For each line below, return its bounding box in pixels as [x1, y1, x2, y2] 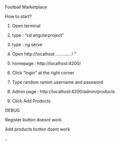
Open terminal [12, 23, 41, 29]
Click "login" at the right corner [12, 70, 75, 76]
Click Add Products [12, 98, 51, 104]
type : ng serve [12, 42, 43, 48]
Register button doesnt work [5, 117, 62, 123]
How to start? [5, 14, 32, 19]
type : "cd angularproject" [12, 32, 64, 38]
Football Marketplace [5, 4, 47, 10]
